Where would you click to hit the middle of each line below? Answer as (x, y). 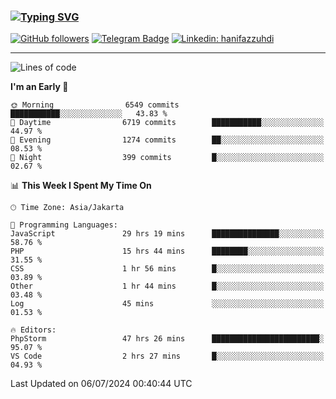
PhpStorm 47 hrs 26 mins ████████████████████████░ (167, 339)
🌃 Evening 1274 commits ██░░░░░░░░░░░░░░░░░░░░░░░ (167, 140)
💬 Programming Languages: (64, 225)
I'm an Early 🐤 (39, 87)
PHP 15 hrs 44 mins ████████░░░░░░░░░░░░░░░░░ (167, 251)
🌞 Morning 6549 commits (95, 105)
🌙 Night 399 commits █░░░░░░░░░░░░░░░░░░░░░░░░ (167, 158)
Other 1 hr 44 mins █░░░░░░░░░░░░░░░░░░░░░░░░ (167, 286)
